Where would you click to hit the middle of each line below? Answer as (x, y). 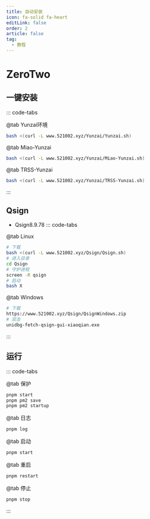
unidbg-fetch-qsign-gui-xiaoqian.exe (53, 325)
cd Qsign (17, 264)
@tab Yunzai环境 (27, 124)
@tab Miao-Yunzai (29, 147)
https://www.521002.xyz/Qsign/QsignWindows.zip (66, 314)
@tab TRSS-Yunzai (29, 170)
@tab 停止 (19, 488)
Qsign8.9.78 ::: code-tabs (46, 225)
